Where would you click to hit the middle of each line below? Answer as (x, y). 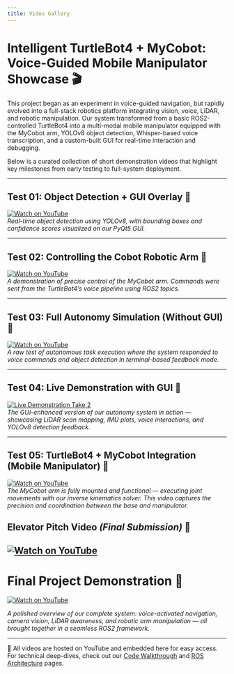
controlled (22, 125)
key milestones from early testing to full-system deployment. (94, 169)
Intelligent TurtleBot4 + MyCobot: (107, 48)
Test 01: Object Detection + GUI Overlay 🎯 (99, 197)
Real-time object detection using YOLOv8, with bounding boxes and (105, 221)
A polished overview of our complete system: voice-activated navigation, (112, 613)
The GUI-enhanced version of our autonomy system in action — (99, 412)
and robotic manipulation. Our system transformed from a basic (99, 118)
